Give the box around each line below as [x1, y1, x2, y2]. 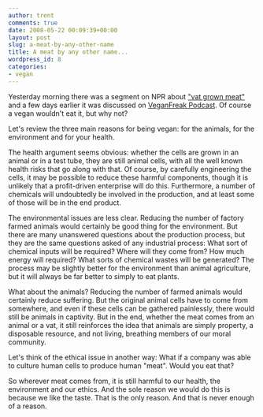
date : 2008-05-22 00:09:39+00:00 [8, 26, 118, 34]
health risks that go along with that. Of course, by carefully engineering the [8, 164, 252, 173]
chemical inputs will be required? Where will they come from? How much [8, 246, 245, 256]
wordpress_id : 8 [8, 56, 61, 64]
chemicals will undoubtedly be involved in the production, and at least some [8, 189, 254, 199]
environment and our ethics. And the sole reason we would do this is [8, 384, 231, 394]
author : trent [8, 11, 55, 20]
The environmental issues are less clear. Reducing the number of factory [8, 213, 244, 222]
